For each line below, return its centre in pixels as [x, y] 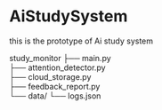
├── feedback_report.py [55, 86]
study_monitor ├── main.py [60, 58]
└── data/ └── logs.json [55, 96]
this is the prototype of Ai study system [81, 41]
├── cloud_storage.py [50, 76]
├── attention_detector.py [57, 67]
